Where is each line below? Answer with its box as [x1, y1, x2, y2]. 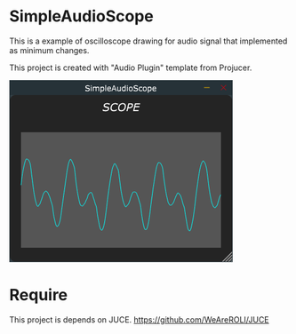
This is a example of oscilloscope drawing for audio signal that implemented [9, 36, 288, 46]
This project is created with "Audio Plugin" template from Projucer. [9, 62, 252, 73]
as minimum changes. [9, 44, 90, 55]
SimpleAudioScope [9, 6, 154, 27]
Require [9, 285, 68, 306]
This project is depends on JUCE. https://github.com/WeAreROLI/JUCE [9, 314, 269, 325]
